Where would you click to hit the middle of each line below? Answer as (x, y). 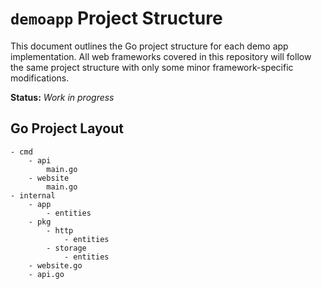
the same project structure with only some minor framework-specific (152, 67)
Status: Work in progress (62, 97)
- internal (33, 195)
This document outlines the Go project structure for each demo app (149, 46)
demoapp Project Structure (116, 18)
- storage (66, 248)
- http (60, 230)
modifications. (40, 78)
